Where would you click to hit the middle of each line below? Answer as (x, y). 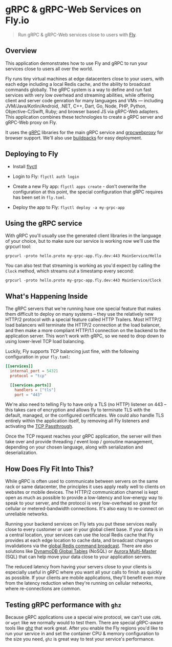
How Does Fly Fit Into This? (49, 469)
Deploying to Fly (32, 154)
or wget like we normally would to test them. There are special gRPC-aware (84, 623)
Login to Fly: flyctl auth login (46, 176)
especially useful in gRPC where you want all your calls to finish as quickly (84, 572)
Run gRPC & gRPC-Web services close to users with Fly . (77, 34)
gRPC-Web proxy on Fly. (31, 122)
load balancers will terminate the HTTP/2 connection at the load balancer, (83, 325)
